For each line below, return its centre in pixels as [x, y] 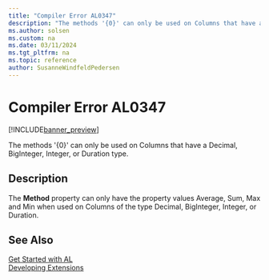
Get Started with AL [41, 259]
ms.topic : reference [43, 61]
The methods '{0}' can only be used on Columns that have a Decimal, [123, 145]
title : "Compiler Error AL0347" [62, 16]
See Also [31, 240]
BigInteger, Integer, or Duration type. [68, 154]
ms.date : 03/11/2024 [43, 46]
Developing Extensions [46, 268]
